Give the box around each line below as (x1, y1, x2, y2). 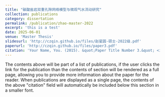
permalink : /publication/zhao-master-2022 (5, 20, 93, 26)
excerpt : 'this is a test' (5, 25, 60, 30)
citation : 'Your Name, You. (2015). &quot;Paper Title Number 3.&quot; (5, 48, 155, 53)
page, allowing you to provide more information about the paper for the (5, 72, 149, 78)
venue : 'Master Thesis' (5, 35, 54, 39)
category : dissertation (5, 16, 54, 21)
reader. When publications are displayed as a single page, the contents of (5, 77, 154, 83)
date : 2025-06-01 (5, 30, 41, 35)
